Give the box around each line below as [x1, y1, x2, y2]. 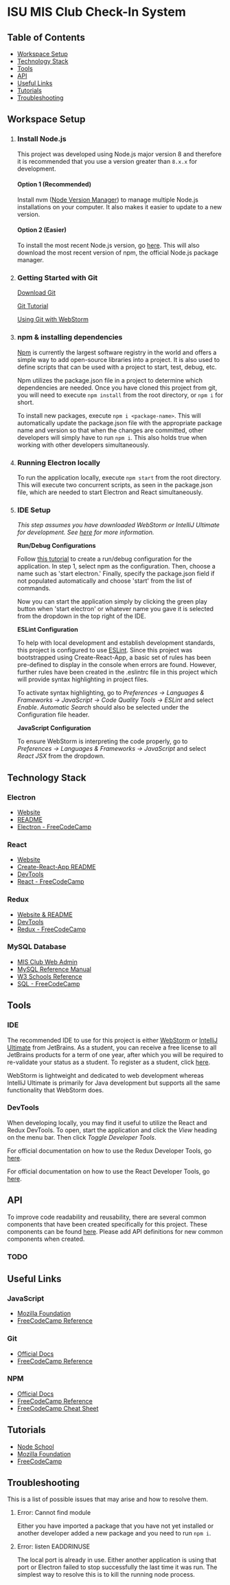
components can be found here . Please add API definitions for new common [7, 1227, 223, 1235]
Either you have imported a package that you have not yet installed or [16, 1522, 214, 1530]
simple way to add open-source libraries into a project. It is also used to [16, 355, 220, 363]
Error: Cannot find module [16, 1509, 91, 1517]
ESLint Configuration [16, 626, 78, 634]
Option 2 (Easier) [16, 226, 67, 234]
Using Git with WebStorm [16, 315, 89, 323]
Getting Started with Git [16, 273, 98, 283]
